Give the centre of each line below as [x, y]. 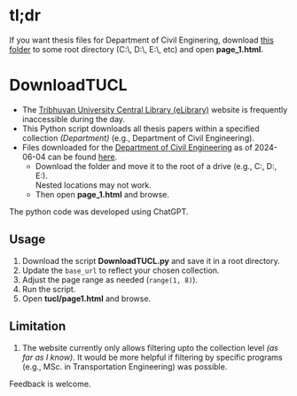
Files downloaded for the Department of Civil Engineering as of [137, 147]
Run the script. [49, 289]
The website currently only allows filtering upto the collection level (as [150, 347]
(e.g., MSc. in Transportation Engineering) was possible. [125, 366]
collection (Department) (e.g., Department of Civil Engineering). [138, 137]
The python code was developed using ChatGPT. [99, 211]
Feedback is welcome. [50, 384]
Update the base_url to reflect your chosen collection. [121, 270]
